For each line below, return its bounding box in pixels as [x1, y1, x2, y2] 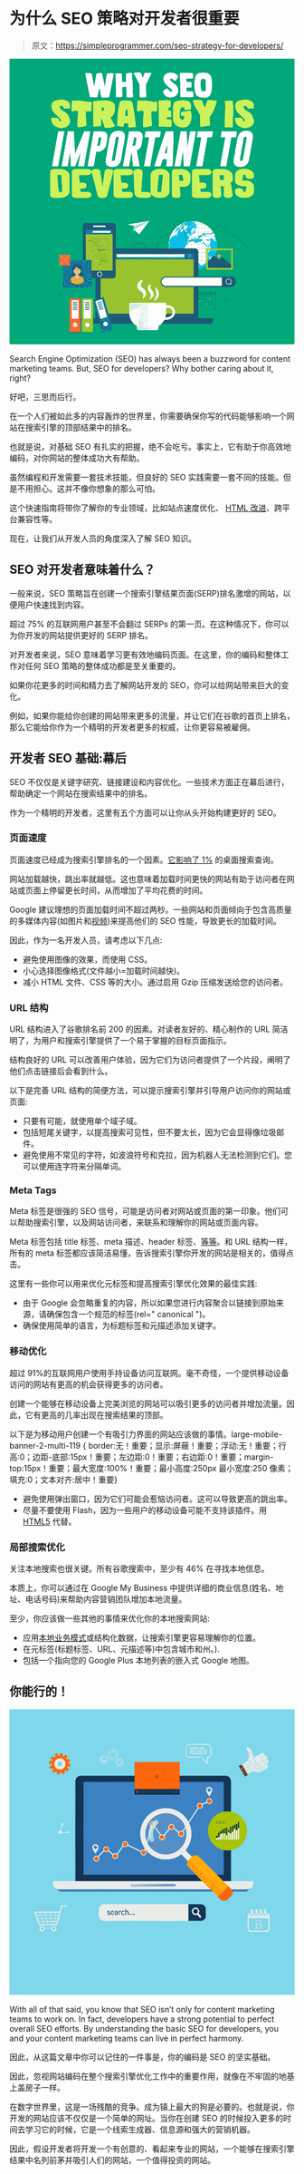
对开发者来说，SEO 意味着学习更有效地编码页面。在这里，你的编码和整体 [9, 649, 282, 660]
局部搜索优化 [9, 1540, 66, 1553]
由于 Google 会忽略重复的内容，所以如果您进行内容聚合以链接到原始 [22, 1297, 277, 1308]
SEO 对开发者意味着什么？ [9, 562, 156, 577]
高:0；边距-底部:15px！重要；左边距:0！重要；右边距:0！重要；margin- [9, 1451, 274, 1462]
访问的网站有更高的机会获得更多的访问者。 [9, 1379, 168, 1390]
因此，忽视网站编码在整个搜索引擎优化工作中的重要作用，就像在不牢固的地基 [9, 2071, 295, 2082]
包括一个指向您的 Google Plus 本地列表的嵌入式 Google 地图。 [22, 1655, 255, 1666]
